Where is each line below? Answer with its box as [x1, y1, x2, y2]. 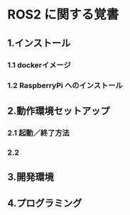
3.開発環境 [7, 171, 55, 183]
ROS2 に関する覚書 [7, 6, 119, 23]
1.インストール [7, 37, 71, 49]
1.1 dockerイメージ [7, 60, 71, 70]
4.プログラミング [7, 197, 82, 209]
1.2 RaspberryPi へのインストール [7, 81, 123, 91]
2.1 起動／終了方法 [7, 128, 70, 138]
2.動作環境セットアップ [7, 104, 110, 117]
